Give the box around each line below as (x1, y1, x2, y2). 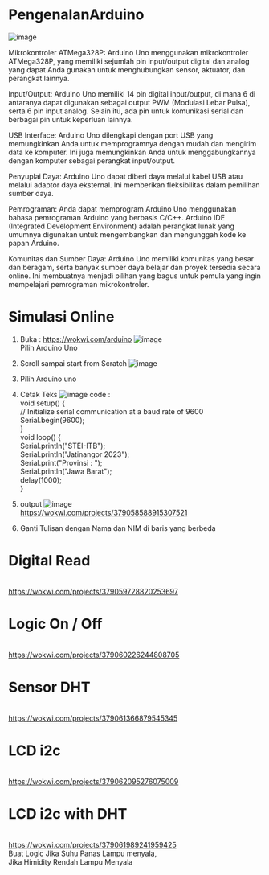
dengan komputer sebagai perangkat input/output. (8, 155, 175, 166)
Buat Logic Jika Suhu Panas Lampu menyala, (8, 848, 157, 858)
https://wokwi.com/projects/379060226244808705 (8, 650, 180, 659)
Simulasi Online (8, 308, 115, 327)
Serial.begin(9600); (19, 415, 85, 425)
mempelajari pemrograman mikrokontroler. (8, 279, 149, 289)
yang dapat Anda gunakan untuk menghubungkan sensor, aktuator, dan (8, 64, 246, 74)
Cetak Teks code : (19, 389, 111, 399)
